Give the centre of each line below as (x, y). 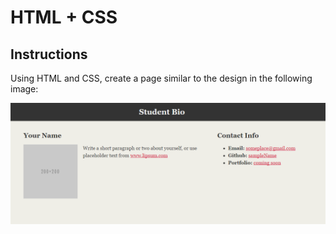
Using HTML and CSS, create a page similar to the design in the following (161, 78)
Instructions (49, 54)
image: (24, 89)
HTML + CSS (64, 17)
